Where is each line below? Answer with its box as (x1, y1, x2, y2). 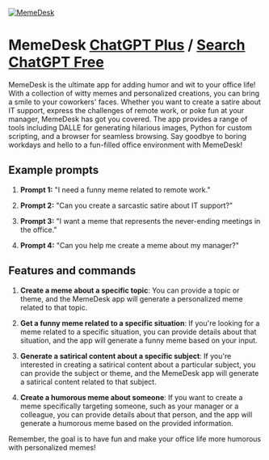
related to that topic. (19, 302, 88, 312)
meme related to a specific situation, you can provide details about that (19, 327, 257, 336)
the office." (19, 225, 57, 234)
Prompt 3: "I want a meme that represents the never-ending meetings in (19, 216, 261, 226)
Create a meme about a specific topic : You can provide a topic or (19, 285, 240, 295)
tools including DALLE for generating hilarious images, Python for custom (8, 122, 252, 133)
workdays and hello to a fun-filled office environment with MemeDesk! (8, 140, 243, 150)
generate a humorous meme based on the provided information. (19, 418, 234, 428)
